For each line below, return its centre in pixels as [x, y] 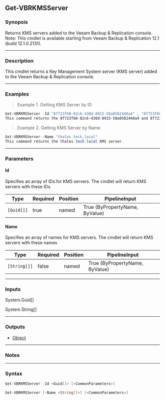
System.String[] [21, 309]
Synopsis [16, 22]
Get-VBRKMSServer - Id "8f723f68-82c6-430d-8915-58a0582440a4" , [72, 114]
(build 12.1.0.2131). [23, 43]
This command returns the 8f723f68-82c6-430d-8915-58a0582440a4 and [77, 118]
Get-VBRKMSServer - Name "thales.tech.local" [51, 137]
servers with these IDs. [28, 186]
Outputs [15, 327]
